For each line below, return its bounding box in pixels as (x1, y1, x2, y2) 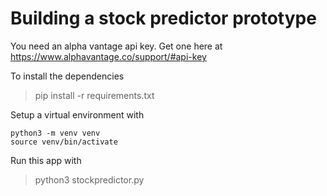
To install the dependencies (10, 70, 125, 82)
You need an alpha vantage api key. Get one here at (10, 40, 223, 52)
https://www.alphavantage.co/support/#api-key (10, 50, 207, 62)
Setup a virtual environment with (10, 108, 145, 121)
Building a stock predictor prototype (10, 7, 317, 30)
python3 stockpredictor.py (34, 173, 145, 186)
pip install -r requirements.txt (34, 89, 155, 101)
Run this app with (10, 154, 82, 166)
